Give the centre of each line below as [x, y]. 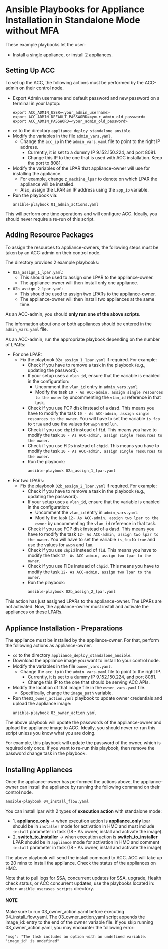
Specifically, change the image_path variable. [66, 693]
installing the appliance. [37, 173]
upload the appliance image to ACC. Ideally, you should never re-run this [80, 728]
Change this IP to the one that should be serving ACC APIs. [89, 682]
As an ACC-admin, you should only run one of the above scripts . [73, 314]
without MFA [32, 31]
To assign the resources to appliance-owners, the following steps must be [82, 247]
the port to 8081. [45, 163]
